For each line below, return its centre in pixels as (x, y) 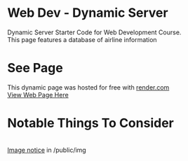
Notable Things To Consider (90, 123)
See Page (35, 68)
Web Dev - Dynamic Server (88, 13)
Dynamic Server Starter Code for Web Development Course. (94, 32)
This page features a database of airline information (82, 39)
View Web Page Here (38, 94)
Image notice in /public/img (47, 150)
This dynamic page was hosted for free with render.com (88, 87)
